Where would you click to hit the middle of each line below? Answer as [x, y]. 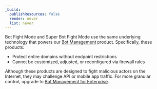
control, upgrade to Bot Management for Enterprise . [57, 82]
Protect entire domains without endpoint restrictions [64, 57]
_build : [13, 9]
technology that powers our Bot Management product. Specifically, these [78, 42]
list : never [22, 23]
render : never [24, 18]
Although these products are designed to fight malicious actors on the [75, 71]
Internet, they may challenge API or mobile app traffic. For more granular [78, 76]
